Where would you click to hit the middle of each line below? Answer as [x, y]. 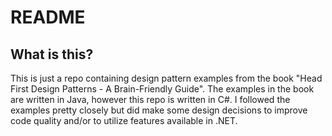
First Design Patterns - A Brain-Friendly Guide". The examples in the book [162, 89]
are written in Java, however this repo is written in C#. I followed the [150, 99]
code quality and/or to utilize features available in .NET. [124, 120]
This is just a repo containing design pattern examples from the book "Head [166, 78]
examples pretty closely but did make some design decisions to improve [159, 110]
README [48, 17]
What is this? [52, 54]
